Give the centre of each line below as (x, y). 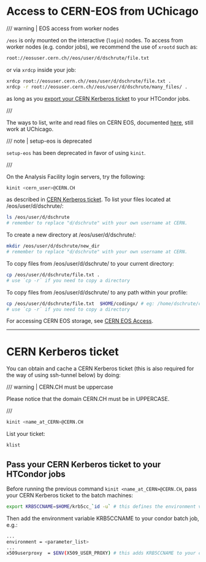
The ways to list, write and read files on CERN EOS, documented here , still (100, 122)
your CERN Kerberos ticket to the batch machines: (70, 495)
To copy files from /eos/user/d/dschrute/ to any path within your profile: (97, 292)
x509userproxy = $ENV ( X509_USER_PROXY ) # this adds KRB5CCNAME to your (101, 553)
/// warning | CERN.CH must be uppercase (60, 387)
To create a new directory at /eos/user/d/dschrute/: (71, 235)
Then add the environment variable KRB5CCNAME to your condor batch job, (103, 518)
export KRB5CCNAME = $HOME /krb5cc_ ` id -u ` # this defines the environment (101, 506)
